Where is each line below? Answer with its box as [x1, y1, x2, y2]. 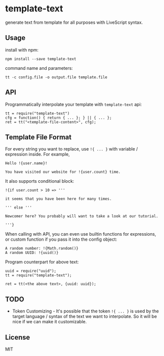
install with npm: [5, 47, 39, 52]
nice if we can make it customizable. [12, 319, 87, 325]
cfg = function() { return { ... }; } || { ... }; [5, 115, 112, 120]
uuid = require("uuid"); [5, 268, 56, 274]
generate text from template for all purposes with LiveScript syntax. [5, 19, 143, 25]
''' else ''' [5, 205, 32, 210]
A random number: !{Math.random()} [5, 246, 79, 251]
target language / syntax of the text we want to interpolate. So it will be [12, 313, 157, 319]
